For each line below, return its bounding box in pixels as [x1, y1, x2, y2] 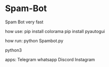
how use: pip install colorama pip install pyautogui [5, 28, 105, 34]
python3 [5, 47, 22, 53]
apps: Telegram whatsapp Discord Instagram [5, 56, 95, 62]
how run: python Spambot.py [5, 37, 64, 44]
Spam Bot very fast [5, 19, 44, 25]
